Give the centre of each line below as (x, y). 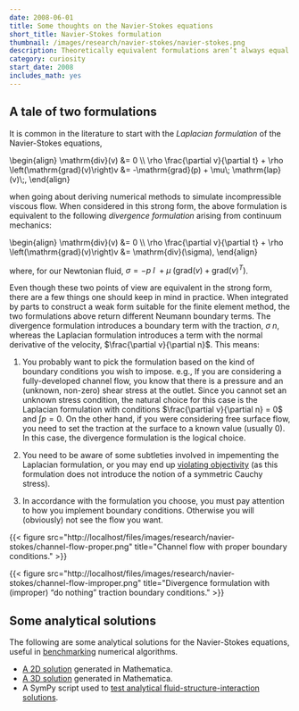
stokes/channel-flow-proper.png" (71, 547)
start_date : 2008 (42, 68)
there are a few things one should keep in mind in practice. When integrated (149, 297)
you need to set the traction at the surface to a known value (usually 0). (154, 429)
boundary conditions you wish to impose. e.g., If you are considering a (152, 372)
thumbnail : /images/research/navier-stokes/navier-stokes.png (127, 42)
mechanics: (30, 225)
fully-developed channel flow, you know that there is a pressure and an (153, 381)
